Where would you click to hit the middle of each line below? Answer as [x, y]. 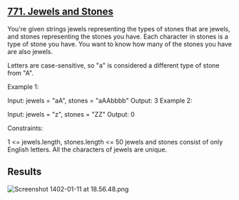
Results [25, 172]
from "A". [21, 73]
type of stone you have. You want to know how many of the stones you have [119, 44]
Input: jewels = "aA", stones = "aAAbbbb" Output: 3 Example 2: [100, 100]
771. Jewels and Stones [61, 12]
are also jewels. [30, 51]
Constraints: [25, 128]
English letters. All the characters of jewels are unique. [87, 149]
